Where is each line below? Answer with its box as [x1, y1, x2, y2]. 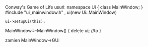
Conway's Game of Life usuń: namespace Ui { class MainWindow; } [5, 4, 143, 10]
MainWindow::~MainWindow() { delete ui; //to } [5, 28, 102, 34]
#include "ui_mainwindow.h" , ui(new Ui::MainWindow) [5, 9, 117, 15]
